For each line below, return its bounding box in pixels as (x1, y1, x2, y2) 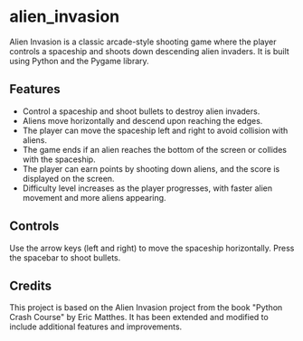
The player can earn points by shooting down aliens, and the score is (22, 163, 280, 174)
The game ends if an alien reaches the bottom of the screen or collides (22, 144, 288, 155)
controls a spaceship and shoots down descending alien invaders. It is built (9, 45, 289, 56)
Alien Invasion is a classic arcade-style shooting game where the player (9, 36, 277, 47)
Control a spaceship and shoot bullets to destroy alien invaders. (22, 106, 260, 117)
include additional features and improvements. (9, 321, 183, 332)
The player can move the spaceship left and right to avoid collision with (22, 125, 289, 136)
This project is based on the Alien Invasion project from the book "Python (9, 302, 283, 313)
